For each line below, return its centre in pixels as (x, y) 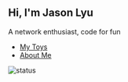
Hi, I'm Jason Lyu (51, 13)
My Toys (33, 47)
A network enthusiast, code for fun (64, 31)
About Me (36, 55)
